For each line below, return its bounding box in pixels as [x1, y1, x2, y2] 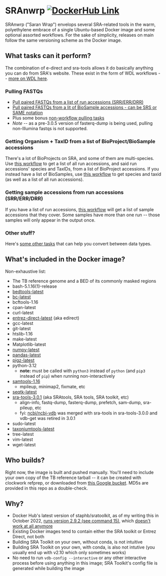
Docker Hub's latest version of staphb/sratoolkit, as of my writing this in [12, 512, 159, 519]
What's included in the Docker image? [5, 255, 125, 263]
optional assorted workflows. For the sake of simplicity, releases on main [5, 32, 154, 38]
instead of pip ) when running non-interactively [19, 373, 115, 379]
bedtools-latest [12, 288, 44, 294]
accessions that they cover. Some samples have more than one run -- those [5, 212, 160, 218]
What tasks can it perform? [5, 52, 91, 60]
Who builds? [5, 456, 45, 465]
